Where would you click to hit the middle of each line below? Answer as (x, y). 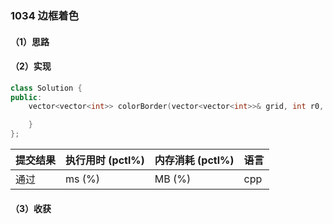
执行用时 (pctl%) (105, 160)
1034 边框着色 (45, 15)
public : (26, 97)
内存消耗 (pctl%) (194, 160)
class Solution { (46, 88)
